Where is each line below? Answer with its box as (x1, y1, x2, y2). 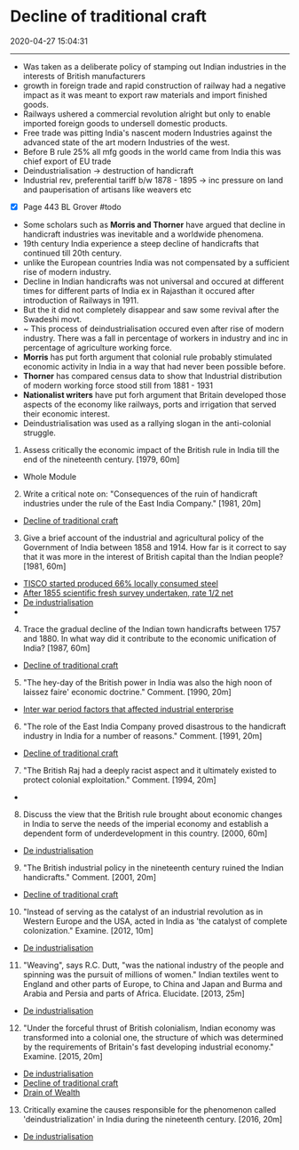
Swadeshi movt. (22, 314, 83, 324)
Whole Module (22, 472, 77, 482)
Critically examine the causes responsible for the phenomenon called (22, 1105, 277, 1114)
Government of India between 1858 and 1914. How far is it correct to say (22, 542, 287, 553)
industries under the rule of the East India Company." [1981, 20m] (22, 498, 262, 508)
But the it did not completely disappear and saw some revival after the (22, 304, 279, 315)
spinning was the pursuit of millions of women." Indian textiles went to (22, 969, 279, 980)
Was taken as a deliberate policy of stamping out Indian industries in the (22, 61, 287, 72)
